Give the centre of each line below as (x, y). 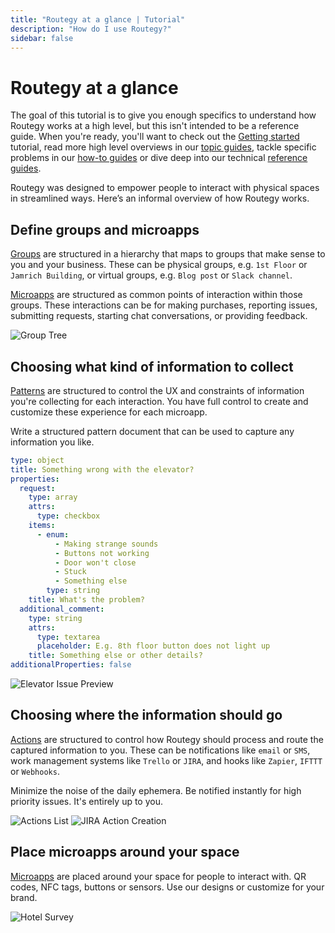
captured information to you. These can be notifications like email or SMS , (160, 750)
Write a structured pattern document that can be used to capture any (152, 431)
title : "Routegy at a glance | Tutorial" (98, 19)
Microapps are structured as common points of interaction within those (156, 295)
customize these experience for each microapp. (109, 412)
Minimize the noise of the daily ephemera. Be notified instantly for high (156, 790)
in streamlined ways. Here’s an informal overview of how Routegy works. (160, 198)
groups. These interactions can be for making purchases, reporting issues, (164, 305)
